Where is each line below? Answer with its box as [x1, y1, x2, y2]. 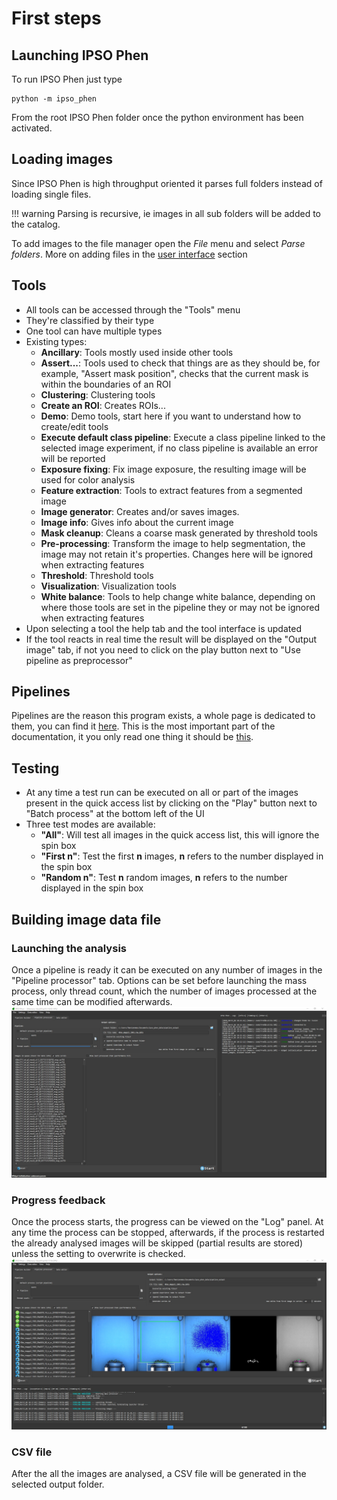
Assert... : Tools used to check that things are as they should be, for [40, 357, 321, 369]
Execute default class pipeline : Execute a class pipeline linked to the [40, 431, 326, 443]
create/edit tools [40, 420, 109, 432]
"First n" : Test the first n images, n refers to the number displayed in [40, 850, 324, 862]
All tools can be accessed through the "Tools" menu [25, 303, 241, 316]
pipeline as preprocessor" [25, 654, 133, 666]
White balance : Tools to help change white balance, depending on [40, 590, 316, 602]
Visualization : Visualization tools [40, 580, 177, 592]
